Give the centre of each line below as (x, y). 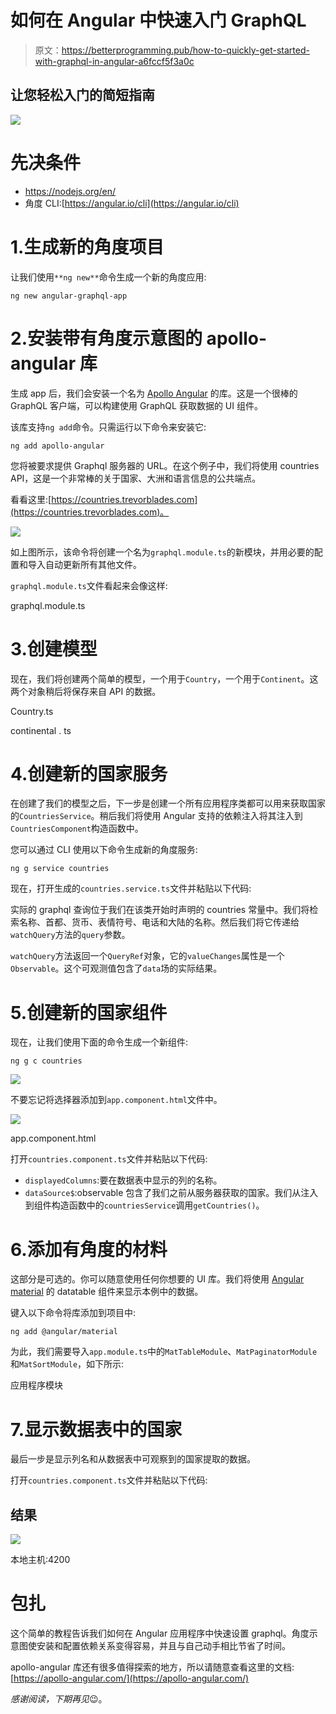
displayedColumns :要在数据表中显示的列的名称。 (123, 1180)
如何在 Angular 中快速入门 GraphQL (158, 20)
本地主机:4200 (40, 1560)
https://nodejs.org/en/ (70, 191)
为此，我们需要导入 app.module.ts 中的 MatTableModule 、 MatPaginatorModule (164, 1352)
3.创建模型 (54, 648)
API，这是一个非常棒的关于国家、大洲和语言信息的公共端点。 (136, 478)
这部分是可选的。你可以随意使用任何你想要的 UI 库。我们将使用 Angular (157, 1279)
